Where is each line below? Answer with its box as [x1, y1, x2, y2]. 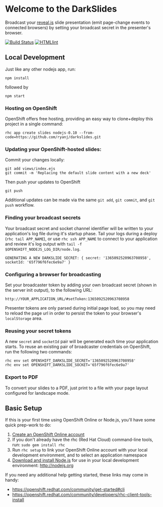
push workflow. [5, 202, 35, 208]
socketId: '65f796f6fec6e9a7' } [5, 260, 71, 264]
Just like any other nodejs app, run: [5, 66, 76, 72]
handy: [5, 477, 19, 483]
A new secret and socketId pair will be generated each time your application [5, 339, 159, 345]
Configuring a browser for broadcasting [5, 271, 101, 278]
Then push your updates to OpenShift [5, 179, 81, 185]
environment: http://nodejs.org [12, 463, 74, 469]
